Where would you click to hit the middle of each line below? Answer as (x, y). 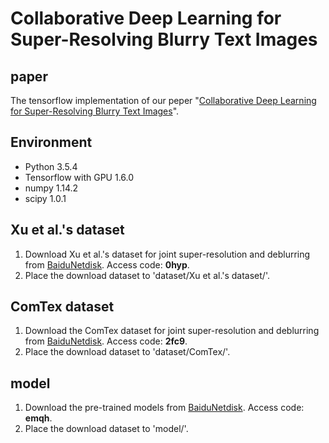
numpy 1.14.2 (51, 188)
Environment (51, 142)
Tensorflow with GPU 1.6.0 (79, 177)
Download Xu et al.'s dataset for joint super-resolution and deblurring (167, 254)
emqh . (38, 418)
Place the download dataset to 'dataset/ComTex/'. (127, 352)
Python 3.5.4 (51, 166)
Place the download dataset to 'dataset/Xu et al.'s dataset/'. (147, 275)
